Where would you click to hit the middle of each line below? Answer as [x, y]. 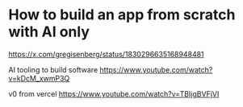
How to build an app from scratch [122, 15]
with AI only [49, 32]
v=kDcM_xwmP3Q [39, 78]
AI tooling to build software [53, 69]
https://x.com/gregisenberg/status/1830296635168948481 [106, 54]
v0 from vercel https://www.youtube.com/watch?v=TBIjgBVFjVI [114, 93]
